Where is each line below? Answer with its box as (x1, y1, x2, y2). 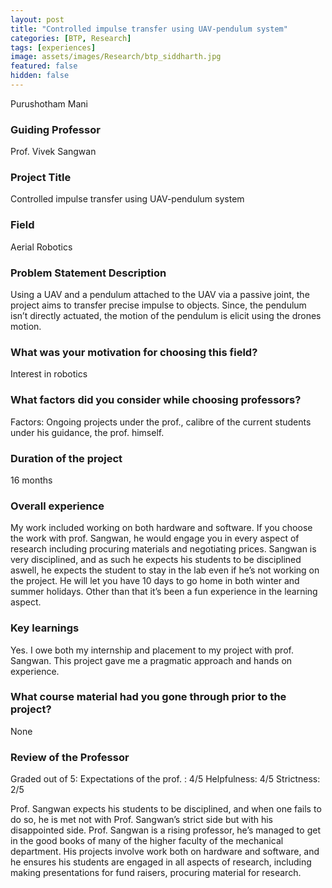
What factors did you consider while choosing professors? (10, 393, 302, 407)
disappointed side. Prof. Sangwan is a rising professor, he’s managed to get (10, 824, 321, 836)
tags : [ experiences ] (10, 42, 97, 53)
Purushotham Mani (10, 97, 88, 110)
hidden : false (10, 71, 70, 81)
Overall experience (10, 499, 105, 513)
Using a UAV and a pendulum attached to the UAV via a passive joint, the (10, 289, 310, 301)
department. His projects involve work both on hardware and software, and (10, 846, 320, 858)
